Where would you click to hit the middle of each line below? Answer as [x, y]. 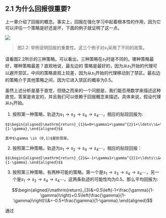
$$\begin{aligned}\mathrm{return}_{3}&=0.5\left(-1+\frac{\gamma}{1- [83, 190]
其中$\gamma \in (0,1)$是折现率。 [38, 138]
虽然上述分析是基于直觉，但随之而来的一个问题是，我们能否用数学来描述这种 [83, 91]
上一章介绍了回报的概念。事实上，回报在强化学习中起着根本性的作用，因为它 [83, 22]
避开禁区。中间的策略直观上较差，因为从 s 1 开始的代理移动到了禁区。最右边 [85, 73]
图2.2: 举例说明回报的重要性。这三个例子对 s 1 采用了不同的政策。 [82, 48]
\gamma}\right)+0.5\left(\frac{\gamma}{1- [83, 195]
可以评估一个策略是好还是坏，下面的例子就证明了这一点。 [63, 28]
